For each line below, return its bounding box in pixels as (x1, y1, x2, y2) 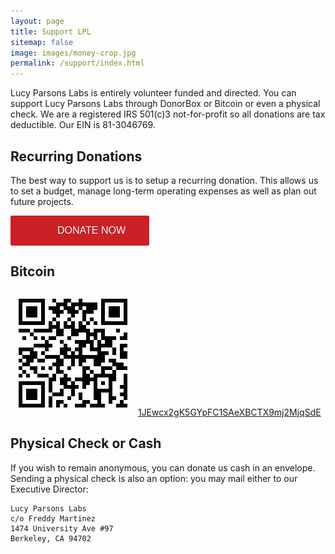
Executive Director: (10, 483, 89, 495)
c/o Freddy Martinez (10, 513, 97, 524)
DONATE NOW (57, 224, 127, 236)
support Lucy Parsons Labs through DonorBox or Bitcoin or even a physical (10, 98, 321, 110)
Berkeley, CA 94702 (10, 533, 92, 544)
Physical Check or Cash (10, 435, 162, 452)
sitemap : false (10, 37, 74, 47)
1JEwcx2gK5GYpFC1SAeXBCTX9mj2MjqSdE (137, 406, 322, 418)
